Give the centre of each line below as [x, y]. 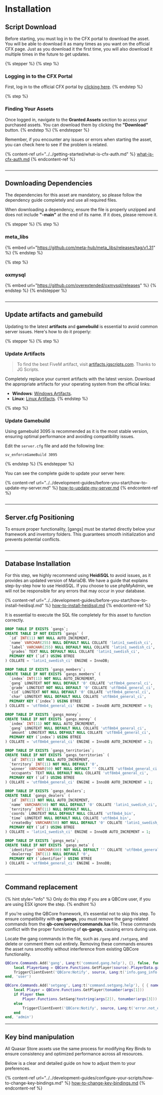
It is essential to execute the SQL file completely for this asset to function [78, 615]
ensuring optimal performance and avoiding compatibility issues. [70, 437]
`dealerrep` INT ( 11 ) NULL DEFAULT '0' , [50, 854]
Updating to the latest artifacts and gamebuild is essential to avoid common [81, 326]
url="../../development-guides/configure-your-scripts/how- [95, 1078]
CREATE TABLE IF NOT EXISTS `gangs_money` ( [51, 719]
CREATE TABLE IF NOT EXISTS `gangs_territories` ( [57, 755]
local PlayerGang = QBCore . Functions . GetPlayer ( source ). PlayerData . [84, 968]
